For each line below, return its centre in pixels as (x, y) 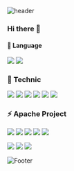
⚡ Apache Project (37, 114)
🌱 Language (25, 45)
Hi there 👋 (24, 28)
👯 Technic (24, 80)
